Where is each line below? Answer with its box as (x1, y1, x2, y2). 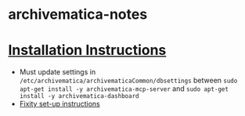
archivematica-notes (8, 5, 148, 24)
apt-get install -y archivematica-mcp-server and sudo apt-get (19, 84, 229, 93)
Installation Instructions (8, 42, 167, 60)
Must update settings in (19, 67, 96, 77)
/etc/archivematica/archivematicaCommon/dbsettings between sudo (19, 76, 238, 85)
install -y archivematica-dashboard (19, 92, 139, 100)
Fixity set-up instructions (19, 100, 100, 109)
